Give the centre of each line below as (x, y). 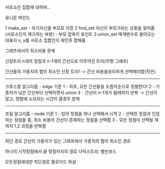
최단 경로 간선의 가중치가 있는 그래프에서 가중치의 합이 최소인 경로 (68, 141)
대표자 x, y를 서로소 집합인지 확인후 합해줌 (45, 40)
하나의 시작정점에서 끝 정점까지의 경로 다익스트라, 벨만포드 (61, 151)
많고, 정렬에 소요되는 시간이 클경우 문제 (42, 99)
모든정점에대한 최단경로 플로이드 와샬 (41, 162)
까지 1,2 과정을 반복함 (26, 126)
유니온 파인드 (18, 18)
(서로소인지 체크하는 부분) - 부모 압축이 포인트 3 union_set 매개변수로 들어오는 (80, 34)
